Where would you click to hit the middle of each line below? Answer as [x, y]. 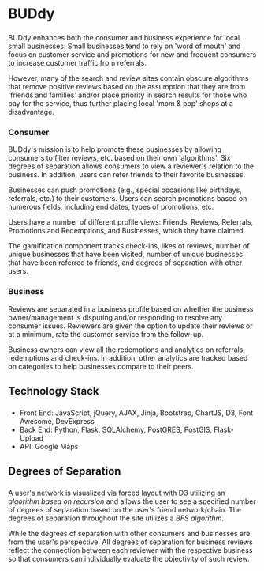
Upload [32, 438]
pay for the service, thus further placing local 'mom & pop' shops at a [121, 104]
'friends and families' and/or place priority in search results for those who [128, 95]
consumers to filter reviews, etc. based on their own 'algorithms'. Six [119, 158]
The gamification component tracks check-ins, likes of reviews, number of [129, 246]
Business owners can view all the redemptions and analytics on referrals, [127, 350]
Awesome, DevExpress [57, 422]
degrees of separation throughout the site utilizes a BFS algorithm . [116, 518]
